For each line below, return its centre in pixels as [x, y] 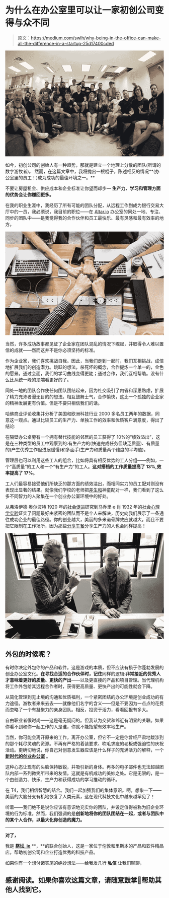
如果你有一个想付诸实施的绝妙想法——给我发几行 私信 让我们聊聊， [75, 863]
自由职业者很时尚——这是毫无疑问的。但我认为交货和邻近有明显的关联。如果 [84, 720]
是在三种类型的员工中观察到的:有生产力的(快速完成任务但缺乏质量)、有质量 [82, 443]
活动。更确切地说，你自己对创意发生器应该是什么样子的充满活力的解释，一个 [84, 750]
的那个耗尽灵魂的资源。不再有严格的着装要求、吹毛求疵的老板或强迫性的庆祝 [84, 743]
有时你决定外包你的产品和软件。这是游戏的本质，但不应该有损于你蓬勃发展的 [84, 667]
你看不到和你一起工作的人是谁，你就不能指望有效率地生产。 [67, 726]
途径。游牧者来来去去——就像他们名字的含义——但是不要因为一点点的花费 [87, 703]
